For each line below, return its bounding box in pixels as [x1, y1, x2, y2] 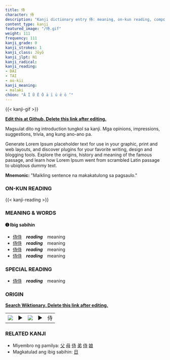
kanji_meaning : [5, 83, 37, 88]
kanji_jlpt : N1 [5, 54, 37, 60]
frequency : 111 [5, 36, 37, 41]
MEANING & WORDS [5, 209, 57, 216]
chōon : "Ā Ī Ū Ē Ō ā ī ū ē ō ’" [5, 92, 73, 97]
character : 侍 [5, 12, 34, 17]
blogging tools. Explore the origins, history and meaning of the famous [5, 152, 152, 158]
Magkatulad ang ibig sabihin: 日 [12, 348, 78, 355]
